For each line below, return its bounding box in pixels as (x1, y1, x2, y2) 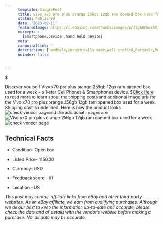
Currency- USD (12, 165, 43, 171)
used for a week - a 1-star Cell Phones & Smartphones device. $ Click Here (5, 89, 154, 95)
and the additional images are (48, 110, 108, 115)
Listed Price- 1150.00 (12, 156, 54, 162)
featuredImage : (17, 25, 49, 30)
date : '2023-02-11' (17, 20, 57, 26)
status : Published (17, 16, 55, 21)
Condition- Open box (12, 146, 54, 153)
